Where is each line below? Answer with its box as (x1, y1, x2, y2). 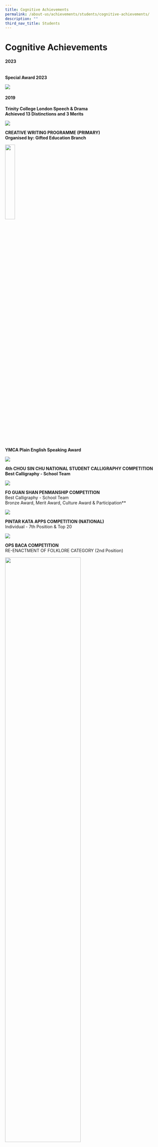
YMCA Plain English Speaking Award (5, 446, 82, 453)
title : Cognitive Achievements (5, 7, 69, 12)
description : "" (5, 16, 38, 21)
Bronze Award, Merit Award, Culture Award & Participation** (5, 500, 126, 506)
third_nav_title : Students (5, 21, 60, 26)
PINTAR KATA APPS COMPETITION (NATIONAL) (5, 518, 104, 524)
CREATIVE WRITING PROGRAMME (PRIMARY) (5, 129, 100, 135)
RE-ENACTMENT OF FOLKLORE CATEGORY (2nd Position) (5, 547, 123, 553)
